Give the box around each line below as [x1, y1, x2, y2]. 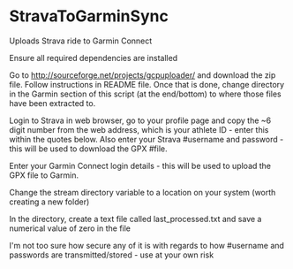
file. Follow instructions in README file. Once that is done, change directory [9, 79, 285, 89]
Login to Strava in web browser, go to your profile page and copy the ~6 [9, 115, 272, 126]
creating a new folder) [9, 196, 90, 207]
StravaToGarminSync [9, 6, 169, 27]
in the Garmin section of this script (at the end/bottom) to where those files [9, 88, 282, 99]
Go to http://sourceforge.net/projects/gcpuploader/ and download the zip [9, 69, 276, 81]
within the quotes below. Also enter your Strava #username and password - [9, 134, 284, 144]
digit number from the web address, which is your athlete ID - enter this [9, 124, 269, 134]
